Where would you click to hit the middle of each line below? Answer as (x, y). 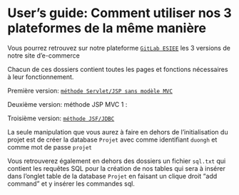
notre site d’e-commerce (44, 56)
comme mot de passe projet (50, 147)
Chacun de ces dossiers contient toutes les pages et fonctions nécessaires (118, 69)
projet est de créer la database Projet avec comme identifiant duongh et (112, 139)
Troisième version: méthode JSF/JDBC (61, 118)
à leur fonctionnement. (41, 77)
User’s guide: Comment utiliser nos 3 (119, 13)
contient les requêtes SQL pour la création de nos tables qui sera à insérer (117, 168)
